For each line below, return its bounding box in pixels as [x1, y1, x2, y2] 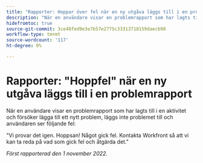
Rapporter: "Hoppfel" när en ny [6, 74, 167, 88]
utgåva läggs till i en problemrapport [6, 87, 192, 101]
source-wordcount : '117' [6, 37, 69, 43]
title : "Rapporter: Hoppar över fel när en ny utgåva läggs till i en [6, 8, 188, 15]
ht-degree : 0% [6, 43, 42, 49]
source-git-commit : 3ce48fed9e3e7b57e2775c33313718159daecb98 [6, 25, 166, 32]
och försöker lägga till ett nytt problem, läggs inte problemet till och [6, 113, 173, 121]
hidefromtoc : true [6, 20, 53, 26]
